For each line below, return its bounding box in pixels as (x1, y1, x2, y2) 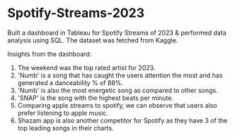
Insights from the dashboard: (7, 50, 92, 58)
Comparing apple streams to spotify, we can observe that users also (17, 101, 217, 109)
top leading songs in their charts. (17, 123, 115, 132)
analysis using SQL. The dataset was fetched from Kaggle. (7, 35, 178, 44)
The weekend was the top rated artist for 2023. (17, 63, 156, 72)
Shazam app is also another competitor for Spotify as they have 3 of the (17, 116, 228, 125)
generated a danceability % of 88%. (17, 78, 124, 87)
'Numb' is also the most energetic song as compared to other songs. (17, 86, 218, 94)
